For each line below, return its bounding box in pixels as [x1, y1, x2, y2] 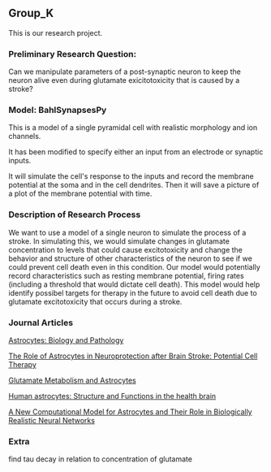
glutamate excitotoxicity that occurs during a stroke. [8, 297, 183, 306]
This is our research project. [8, 28, 103, 37]
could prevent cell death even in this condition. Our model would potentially [8, 262, 261, 271]
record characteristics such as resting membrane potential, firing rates [8, 271, 245, 280]
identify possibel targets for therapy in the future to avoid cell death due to [8, 288, 257, 297]
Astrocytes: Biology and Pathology [8, 336, 124, 344]
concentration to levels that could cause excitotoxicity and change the [8, 245, 243, 254]
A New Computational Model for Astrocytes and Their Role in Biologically [8, 407, 253, 417]
